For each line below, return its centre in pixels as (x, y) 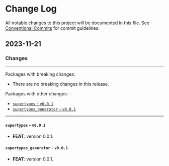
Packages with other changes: (37, 93)
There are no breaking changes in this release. (61, 84)
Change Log (31, 9)
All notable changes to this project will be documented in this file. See (77, 23)
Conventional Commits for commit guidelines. (52, 28)
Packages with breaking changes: (40, 74)
